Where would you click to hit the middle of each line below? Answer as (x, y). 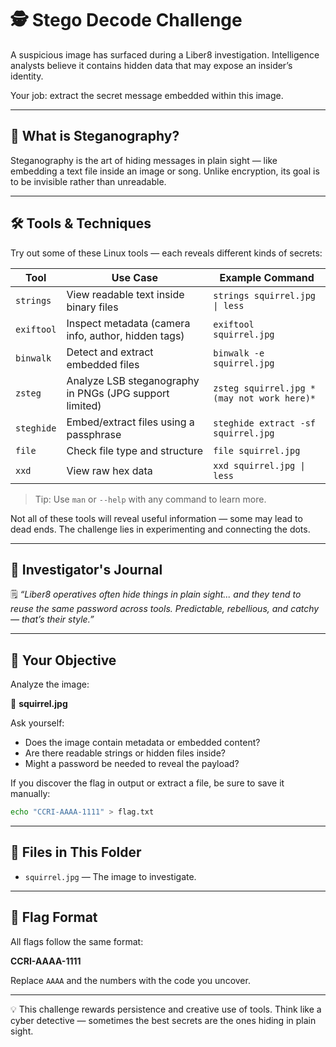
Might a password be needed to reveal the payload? (132, 764)
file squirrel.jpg (257, 450)
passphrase (94, 434)
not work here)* (277, 398)
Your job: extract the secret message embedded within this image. (147, 95)
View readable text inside (125, 294)
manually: (30, 794)
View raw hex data (109, 470)
